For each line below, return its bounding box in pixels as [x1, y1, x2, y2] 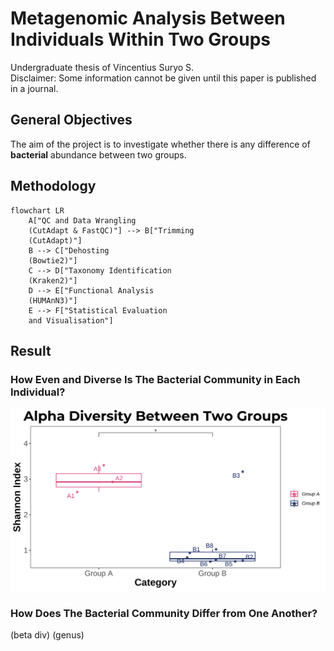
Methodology [10, 178, 97, 195]
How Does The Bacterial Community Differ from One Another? [10, 607, 318, 621]
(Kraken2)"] [28, 275, 78, 286]
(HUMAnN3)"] [28, 295, 78, 306]
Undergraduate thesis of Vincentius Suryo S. [10, 61, 195, 73]
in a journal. [10, 82, 59, 94]
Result [10, 342, 52, 359]
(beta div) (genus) [10, 629, 85, 641]
